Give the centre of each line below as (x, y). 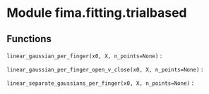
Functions (29, 39)
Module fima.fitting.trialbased (97, 13)
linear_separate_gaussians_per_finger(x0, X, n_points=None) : (100, 83)
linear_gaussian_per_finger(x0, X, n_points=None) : (84, 55)
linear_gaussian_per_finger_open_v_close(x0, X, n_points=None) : (105, 69)
